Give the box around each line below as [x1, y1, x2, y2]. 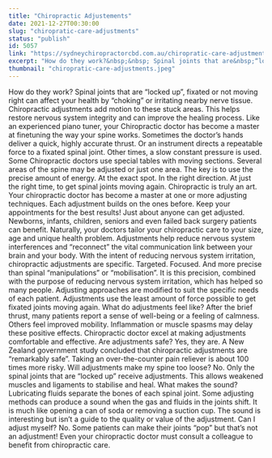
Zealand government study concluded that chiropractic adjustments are [8, 345, 249, 355]
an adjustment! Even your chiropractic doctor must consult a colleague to [8, 431, 253, 441]
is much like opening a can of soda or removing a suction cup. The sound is [8, 405, 261, 415]
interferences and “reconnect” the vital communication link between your [8, 242, 253, 251]
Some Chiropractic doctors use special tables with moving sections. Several [8, 156, 262, 165]
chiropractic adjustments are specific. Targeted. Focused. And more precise [8, 259, 262, 268]
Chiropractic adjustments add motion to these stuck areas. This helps [8, 104, 240, 113]
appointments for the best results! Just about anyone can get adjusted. [8, 208, 245, 217]
